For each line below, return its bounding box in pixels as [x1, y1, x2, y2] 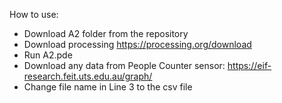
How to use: [9, 9, 59, 20]
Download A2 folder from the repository [23, 28, 189, 39]
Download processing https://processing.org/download [23, 39, 252, 50]
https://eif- [227, 60, 272, 71]
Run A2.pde [23, 49, 73, 61]
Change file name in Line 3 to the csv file [23, 81, 193, 93]
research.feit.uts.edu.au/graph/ [23, 70, 153, 82]
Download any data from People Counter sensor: [23, 60, 226, 71]
